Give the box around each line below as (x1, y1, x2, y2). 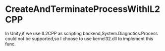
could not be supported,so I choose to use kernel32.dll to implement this (5, 36, 154, 42)
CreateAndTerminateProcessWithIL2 (5, 3, 160, 15)
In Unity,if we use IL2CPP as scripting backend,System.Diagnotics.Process (5, 30, 158, 36)
